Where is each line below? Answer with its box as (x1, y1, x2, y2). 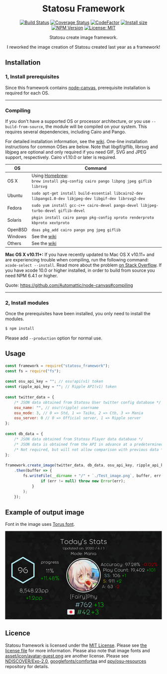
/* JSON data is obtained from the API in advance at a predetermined (14, 442, 164, 447)
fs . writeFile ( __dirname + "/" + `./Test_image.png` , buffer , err (23, 473, 162, 479)
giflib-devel (58, 208, 85, 214)
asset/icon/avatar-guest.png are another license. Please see (5, 653, 129, 659)
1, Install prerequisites (5, 73, 60, 80)
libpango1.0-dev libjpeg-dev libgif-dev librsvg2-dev (31, 196, 146, 201)
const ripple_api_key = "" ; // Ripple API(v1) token (5, 384, 117, 389)
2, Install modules (5, 299, 49, 306)
